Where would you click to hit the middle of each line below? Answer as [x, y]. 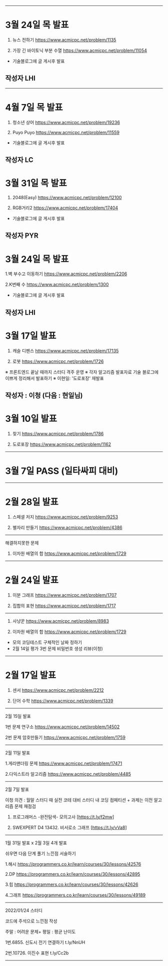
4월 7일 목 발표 [34, 107]
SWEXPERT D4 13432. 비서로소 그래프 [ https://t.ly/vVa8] [69, 827]
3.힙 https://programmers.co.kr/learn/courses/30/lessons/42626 [72, 884]
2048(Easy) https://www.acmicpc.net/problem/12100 [67, 198]
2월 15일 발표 [18, 716]
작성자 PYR [22, 236]
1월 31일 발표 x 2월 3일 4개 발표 [36, 843]
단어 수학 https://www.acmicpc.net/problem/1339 [63, 701]
